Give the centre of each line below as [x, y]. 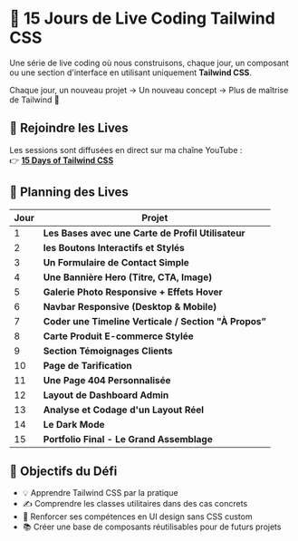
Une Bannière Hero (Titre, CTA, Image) [128, 277]
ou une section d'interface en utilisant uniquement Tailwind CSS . [130, 72]
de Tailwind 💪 [35, 100]
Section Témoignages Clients [108, 351]
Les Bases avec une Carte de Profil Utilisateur [144, 233]
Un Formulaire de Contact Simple [116, 262]
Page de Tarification [88, 365]
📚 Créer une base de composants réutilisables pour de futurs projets [152, 527]
